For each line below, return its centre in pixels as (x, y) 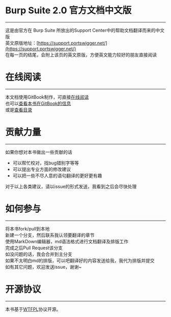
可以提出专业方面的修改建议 (42, 169)
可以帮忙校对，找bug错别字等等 (46, 163)
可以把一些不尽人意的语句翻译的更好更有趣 (57, 176)
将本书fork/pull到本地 (27, 228)
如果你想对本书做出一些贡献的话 (39, 152)
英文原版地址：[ (22, 43)
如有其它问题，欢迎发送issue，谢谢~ (44, 267)
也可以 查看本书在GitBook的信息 (38, 103)
